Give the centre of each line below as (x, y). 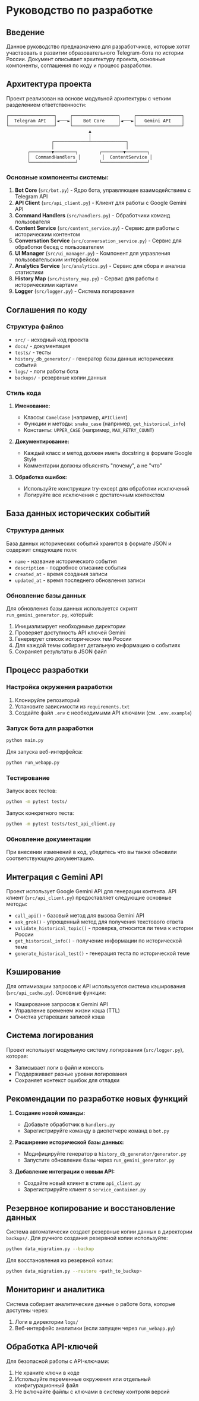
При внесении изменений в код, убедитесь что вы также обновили (91, 852)
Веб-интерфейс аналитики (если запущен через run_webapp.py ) (95, 1328)
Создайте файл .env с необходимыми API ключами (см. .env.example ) (103, 713)
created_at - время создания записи (61, 574)
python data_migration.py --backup (50, 1249)
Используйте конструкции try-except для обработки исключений (106, 489)
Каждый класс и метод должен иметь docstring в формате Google (108, 453)
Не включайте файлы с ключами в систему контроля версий (92, 1391)
